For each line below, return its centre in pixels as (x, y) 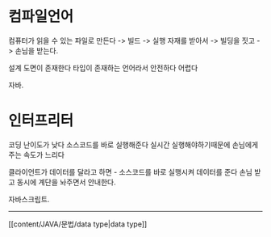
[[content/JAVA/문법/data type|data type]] (78, 224)
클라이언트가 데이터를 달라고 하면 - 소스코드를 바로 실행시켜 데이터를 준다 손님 (130, 171)
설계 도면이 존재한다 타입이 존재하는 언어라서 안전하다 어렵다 (103, 68)
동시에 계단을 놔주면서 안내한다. (66, 182)
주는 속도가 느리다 (36, 154)
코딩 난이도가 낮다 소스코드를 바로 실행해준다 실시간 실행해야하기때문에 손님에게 (133, 144)
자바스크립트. (29, 199)
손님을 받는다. (37, 50)
